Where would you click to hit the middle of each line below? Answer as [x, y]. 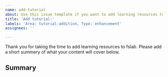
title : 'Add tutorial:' [30, 19]
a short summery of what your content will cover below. [62, 52]
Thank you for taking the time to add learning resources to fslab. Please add [83, 47]
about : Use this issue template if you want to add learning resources [81, 14]
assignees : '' [20, 28]
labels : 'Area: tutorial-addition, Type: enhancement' [63, 24]
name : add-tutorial [25, 10]
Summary [21, 68]
